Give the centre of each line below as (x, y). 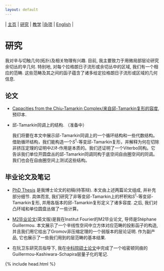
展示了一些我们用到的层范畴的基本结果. (67, 237)
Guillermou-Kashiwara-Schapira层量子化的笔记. (60, 254)
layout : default (22, 10)
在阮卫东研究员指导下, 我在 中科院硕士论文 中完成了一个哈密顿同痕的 (80, 248)
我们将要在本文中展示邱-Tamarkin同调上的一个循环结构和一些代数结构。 (85, 135)
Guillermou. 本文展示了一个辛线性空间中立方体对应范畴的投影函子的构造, (85, 225)
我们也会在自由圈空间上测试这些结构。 (51, 161)
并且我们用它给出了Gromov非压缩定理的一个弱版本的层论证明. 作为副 (81, 231)
